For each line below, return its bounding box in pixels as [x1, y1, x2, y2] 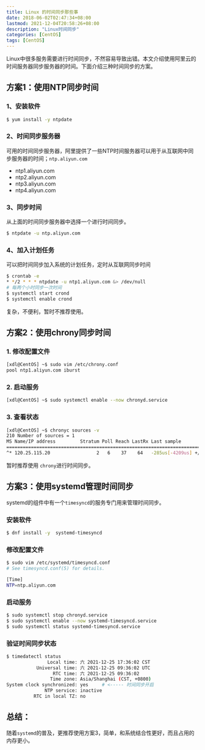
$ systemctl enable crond [6, 296, 72, 302]
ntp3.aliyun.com [15, 180, 56, 187]
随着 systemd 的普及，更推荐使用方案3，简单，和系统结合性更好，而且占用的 [6, 729, 195, 737]
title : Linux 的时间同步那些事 [6, 9, 79, 15]
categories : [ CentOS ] [6, 32, 62, 38]
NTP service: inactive [45, 688, 103, 694]
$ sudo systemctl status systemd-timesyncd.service [6, 623, 140, 629]
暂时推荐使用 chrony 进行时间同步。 [6, 462, 94, 469]
